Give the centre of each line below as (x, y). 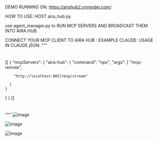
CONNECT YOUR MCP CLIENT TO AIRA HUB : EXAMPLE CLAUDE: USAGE (79, 40)
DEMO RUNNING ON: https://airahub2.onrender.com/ (58, 7)
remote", (14, 68)
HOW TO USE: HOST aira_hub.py (38, 16)
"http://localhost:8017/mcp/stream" (51, 76)
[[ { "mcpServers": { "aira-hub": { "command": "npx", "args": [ (67, 62)
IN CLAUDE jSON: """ (26, 45)
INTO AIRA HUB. (21, 31)
